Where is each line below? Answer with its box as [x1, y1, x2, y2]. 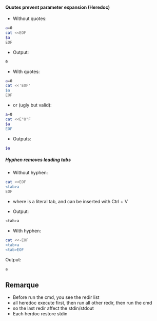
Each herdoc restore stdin [12, 311, 68, 317]
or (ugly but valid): [12, 102, 52, 108]
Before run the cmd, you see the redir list [12, 294, 100, 300]
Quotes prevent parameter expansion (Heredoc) [5, 4, 110, 10]
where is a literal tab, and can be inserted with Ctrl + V [12, 199, 128, 205]
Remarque [5, 280, 40, 289]
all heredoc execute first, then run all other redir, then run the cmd [12, 300, 152, 306]
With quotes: [12, 68, 40, 75]
